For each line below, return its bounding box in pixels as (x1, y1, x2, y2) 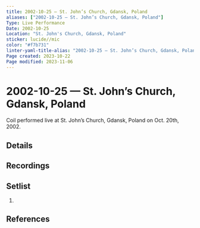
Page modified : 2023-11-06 (6, 58, 73, 64)
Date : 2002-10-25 (6, 25, 49, 32)
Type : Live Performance (6, 20, 65, 26)
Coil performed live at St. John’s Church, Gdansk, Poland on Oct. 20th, (6, 117, 179, 124)
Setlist (6, 181, 31, 191)
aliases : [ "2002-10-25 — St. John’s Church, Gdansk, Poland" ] (6, 14, 164, 20)
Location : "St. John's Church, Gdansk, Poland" (6, 31, 127, 37)
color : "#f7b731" (6, 42, 49, 48)
